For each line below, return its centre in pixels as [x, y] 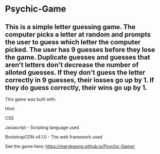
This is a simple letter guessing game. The [70, 27]
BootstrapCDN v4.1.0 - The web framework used [54, 137]
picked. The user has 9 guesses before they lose [80, 50]
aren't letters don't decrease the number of [72, 65]
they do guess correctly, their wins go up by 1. [76, 88]
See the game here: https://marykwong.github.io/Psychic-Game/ [70, 146]
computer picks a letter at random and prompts [78, 34]
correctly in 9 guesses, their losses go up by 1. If [80, 80]
